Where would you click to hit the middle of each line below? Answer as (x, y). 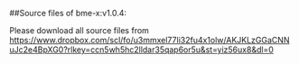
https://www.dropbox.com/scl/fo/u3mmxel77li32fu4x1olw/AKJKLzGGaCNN (149, 40)
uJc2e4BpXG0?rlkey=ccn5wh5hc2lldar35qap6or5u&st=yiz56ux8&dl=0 (141, 50)
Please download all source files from (79, 30)
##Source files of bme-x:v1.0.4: (68, 13)
